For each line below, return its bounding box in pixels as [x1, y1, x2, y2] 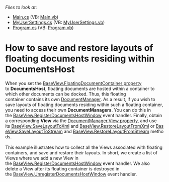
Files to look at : [5, 5, 37, 10]
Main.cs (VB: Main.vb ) [12, 14, 59, 20]
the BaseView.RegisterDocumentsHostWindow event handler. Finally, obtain [5, 112, 162, 118]
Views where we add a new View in [5, 155, 79, 161]
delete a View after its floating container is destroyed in [5, 165, 120, 171]
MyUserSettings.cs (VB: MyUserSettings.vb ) [12, 20, 105, 25]
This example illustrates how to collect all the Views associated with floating [5, 144, 162, 150]
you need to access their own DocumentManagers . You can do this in [5, 107, 151, 113]
